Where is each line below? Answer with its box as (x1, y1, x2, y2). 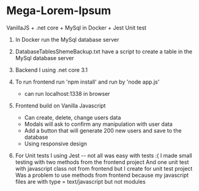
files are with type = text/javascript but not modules (15, 177, 146, 185)
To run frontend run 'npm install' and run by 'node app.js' (15, 78, 160, 85)
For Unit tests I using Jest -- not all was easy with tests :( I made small (15, 152, 192, 159)
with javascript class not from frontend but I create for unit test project (15, 165, 193, 172)
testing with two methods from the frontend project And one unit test (15, 158, 189, 166)
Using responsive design (24, 139, 88, 147)
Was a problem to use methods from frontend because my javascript (15, 171, 189, 179)
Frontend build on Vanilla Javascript (15, 102, 106, 109)
